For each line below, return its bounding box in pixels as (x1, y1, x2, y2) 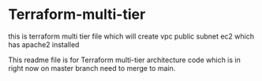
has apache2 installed (8, 39, 80, 49)
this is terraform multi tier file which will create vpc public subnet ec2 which (8, 31, 255, 41)
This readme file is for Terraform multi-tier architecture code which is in (8, 55, 241, 64)
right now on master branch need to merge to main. (8, 63, 176, 72)
